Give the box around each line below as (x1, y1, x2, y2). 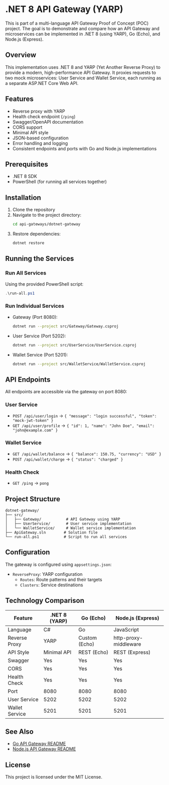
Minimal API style (12, 129, 49, 135)
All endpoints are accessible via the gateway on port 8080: (5, 389, 127, 395)
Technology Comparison (5, 596, 84, 605)
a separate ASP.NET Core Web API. (5, 80, 79, 86)
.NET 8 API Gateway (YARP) (5, 4, 123, 15)
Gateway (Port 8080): (12, 314, 58, 320)
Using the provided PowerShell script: (5, 281, 84, 287)
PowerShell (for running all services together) (12, 179, 107, 185)
